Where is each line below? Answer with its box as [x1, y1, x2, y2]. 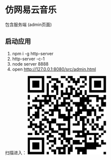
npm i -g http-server [12, 50, 54, 56]
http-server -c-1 [12, 56, 45, 62]
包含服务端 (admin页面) [5, 22, 52, 27]
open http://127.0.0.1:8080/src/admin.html [12, 66, 96, 72]
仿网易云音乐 [5, 4, 57, 16]
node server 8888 [12, 61, 49, 67]
